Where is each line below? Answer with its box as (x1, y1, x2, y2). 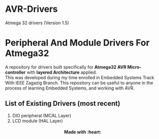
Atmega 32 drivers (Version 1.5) (5, 20, 69, 26)
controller (5, 69, 26, 75)
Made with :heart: (64, 129, 102, 135)
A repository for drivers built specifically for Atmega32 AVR (5, 64, 127, 70)
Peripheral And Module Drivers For (5, 37, 150, 48)
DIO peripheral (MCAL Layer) (12, 112, 71, 118)
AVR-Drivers (5, 3, 58, 15)
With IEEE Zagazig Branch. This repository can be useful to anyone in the (5, 80, 154, 86)
